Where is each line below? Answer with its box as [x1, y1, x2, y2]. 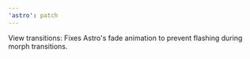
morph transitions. [8, 41, 68, 51]
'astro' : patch [8, 11, 59, 20]
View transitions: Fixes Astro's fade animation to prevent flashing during [8, 33, 243, 42]
